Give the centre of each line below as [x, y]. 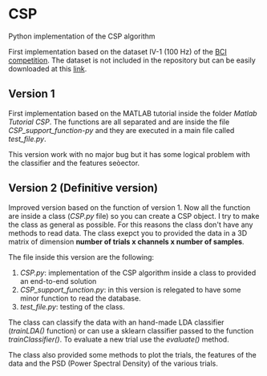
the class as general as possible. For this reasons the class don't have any [131, 224]
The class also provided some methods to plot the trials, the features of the [132, 354]
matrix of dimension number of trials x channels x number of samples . [126, 241]
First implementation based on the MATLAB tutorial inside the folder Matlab [133, 113]
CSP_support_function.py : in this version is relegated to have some [130, 289]
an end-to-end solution [58, 281]
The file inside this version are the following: [81, 257]
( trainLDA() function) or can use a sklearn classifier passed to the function [131, 330]
